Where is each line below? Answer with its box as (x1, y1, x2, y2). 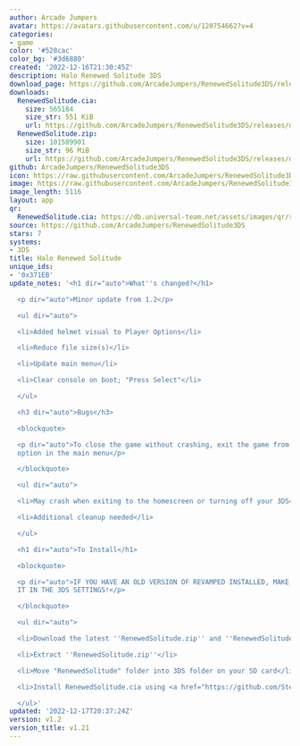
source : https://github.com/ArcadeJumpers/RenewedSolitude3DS (9, 221, 246, 230)
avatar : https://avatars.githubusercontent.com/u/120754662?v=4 (9, 21, 254, 30)
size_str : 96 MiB (25, 146, 90, 155)
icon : (9, 171, 29, 180)
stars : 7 (9, 229, 42, 238)
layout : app (9, 196, 54, 205)
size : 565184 (25, 105, 74, 113)
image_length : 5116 (9, 188, 82, 197)
